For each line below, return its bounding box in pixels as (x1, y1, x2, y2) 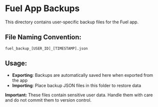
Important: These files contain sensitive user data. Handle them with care (5, 92, 153, 98)
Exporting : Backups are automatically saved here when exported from (12, 72, 153, 78)
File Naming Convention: (5, 33, 82, 41)
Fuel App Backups (5, 3, 80, 14)
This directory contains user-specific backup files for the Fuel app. (5, 19, 139, 25)
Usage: (5, 59, 28, 68)
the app (12, 77, 28, 83)
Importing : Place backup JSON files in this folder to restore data (12, 82, 141, 88)
